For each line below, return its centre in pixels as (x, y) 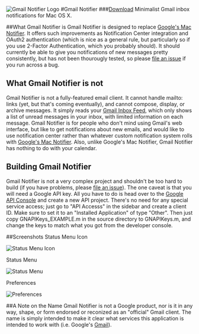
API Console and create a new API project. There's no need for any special (97, 200)
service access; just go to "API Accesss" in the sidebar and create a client (96, 206)
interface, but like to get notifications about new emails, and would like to (95, 129)
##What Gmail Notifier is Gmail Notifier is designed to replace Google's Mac (99, 27)
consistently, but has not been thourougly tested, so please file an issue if (96, 58)
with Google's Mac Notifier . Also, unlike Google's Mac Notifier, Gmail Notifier (99, 142)
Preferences (21, 282)
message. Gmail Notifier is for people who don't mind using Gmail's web (94, 123)
